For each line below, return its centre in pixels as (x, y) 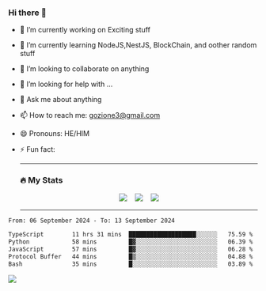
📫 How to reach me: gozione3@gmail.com (90, 115)
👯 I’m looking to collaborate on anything (84, 69)
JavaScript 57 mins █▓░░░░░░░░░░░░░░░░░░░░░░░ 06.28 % (131, 249)
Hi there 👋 (28, 13)
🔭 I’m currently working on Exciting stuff (85, 30)
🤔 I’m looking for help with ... (66, 84)
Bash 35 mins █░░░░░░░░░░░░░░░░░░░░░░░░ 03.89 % (131, 264)
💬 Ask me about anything (61, 100)
